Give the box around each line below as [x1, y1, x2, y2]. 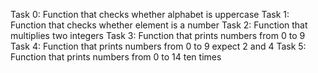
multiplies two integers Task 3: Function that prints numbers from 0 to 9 [10, 30, 306, 41]
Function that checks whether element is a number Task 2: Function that [10, 19, 308, 31]
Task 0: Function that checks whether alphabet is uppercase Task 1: [10, 9, 290, 20]
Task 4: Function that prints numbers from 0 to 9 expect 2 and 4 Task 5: [10, 40, 307, 52]
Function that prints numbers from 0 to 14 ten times [10, 51, 222, 63]
